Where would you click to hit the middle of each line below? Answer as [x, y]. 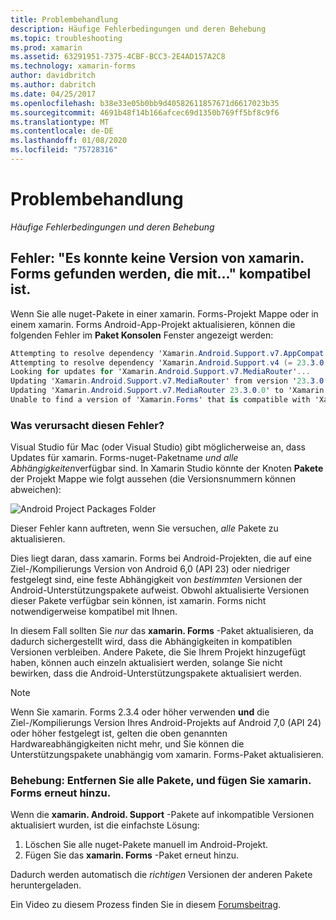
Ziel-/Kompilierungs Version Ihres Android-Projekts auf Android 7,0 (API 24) [166, 723]
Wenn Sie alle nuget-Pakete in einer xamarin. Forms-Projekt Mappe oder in [164, 313]
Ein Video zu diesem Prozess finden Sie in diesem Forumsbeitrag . [146, 905]
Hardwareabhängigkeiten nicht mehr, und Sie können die [127, 744]
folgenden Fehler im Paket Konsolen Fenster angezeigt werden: [142, 335]
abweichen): [36, 490]
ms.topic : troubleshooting [66, 38]
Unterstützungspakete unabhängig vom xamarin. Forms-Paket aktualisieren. [167, 755]
